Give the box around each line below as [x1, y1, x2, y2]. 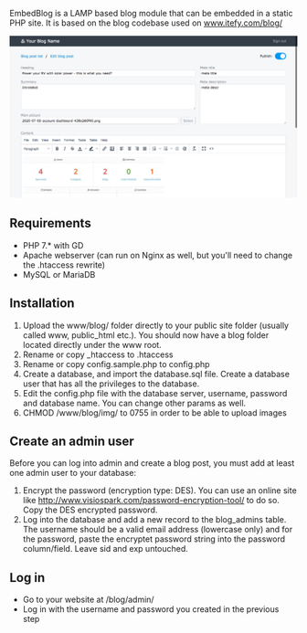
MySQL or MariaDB [22, 269, 96, 280]
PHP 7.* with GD [22, 239, 84, 250]
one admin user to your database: [9, 468, 137, 479]
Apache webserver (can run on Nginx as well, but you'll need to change [22, 249, 293, 260]
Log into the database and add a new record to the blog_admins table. [22, 514, 287, 525]
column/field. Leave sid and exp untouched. [22, 543, 189, 554]
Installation [9, 296, 75, 311]
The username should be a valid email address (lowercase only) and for [22, 524, 293, 535]
